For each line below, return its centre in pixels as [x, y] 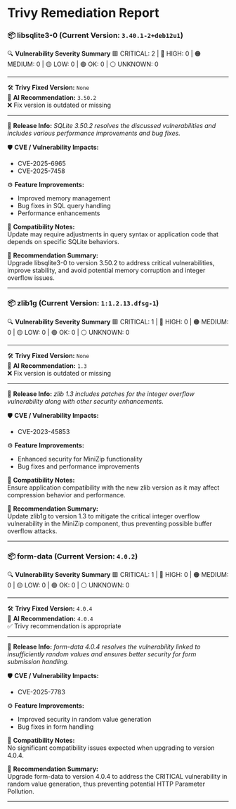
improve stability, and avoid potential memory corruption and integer [106, 270]
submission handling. [38, 662]
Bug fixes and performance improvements [78, 466]
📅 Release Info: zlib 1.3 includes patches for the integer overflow [101, 394]
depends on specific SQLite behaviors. [63, 242]
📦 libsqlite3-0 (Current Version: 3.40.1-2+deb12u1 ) [96, 35]
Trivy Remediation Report [83, 13]
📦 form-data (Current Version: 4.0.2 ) [73, 556]
